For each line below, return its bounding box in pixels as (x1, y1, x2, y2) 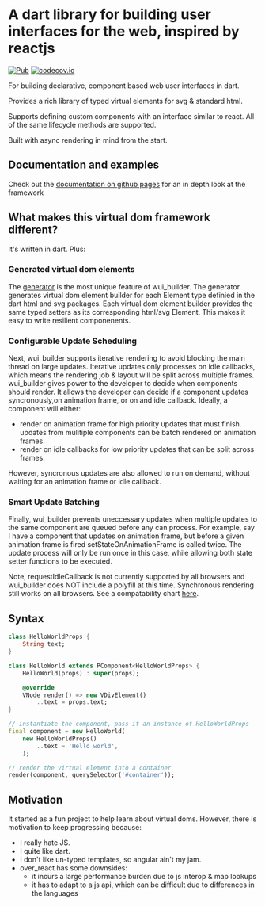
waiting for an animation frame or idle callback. (8, 477, 161, 487)
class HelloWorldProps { (8, 633, 90, 641)
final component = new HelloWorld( (8, 728, 126, 736)
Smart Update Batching (8, 497, 100, 508)
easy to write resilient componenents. (8, 315, 131, 325)
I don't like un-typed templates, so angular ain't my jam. (19, 854, 202, 865)
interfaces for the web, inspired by (8, 22, 240, 40)
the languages (31, 889, 78, 898)
